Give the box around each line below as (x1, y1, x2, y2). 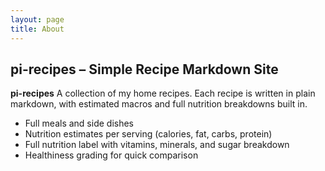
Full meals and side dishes (24, 117, 135, 130)
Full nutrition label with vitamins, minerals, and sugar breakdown (24, 139, 290, 151)
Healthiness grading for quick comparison (24, 149, 199, 161)
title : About (10, 24, 65, 34)
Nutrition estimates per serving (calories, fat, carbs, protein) (24, 128, 273, 140)
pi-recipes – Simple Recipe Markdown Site (10, 61, 279, 78)
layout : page (10, 14, 65, 25)
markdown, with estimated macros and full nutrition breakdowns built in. (10, 98, 308, 110)
